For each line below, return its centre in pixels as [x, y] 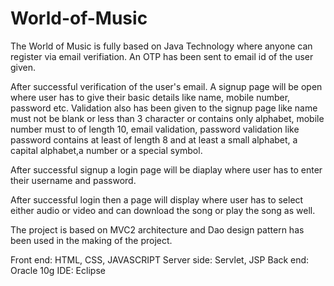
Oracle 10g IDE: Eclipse [58, 270]
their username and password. [73, 180]
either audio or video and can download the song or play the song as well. [163, 210]
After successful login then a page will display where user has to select [157, 199]
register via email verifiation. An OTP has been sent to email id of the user [162, 56]
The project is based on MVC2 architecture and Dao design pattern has [157, 229]
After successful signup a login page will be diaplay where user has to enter [166, 169]
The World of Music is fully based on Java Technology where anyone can [161, 46]
